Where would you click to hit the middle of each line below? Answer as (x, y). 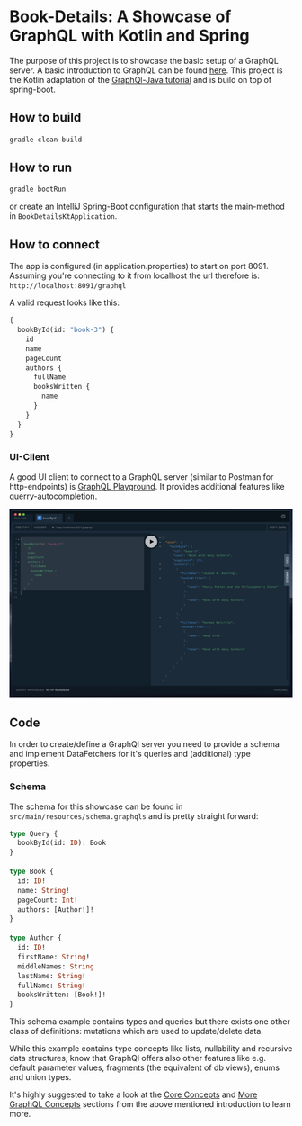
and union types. (40, 1077)
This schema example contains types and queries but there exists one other (150, 1022)
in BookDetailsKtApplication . (63, 216)
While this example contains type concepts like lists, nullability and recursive (151, 1049)
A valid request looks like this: (64, 302)
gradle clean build (46, 140)
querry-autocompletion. (53, 496)
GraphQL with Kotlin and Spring (129, 36)
